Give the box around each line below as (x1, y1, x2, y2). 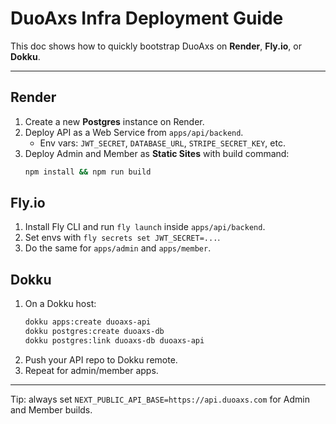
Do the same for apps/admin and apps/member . (24, 242, 212, 254)
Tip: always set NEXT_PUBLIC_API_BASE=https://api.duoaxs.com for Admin (10, 393, 310, 405)
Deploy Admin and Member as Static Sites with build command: (24, 147, 290, 159)
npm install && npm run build (24, 167, 152, 177)
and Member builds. (10, 403, 93, 416)
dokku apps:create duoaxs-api (24, 317, 152, 327)
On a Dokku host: (24, 298, 97, 310)
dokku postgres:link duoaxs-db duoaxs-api (24, 336, 205, 346)
